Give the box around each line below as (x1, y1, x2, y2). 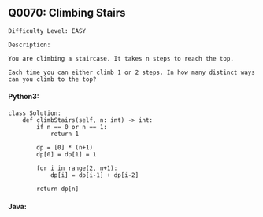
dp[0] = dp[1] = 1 (36, 151, 97, 159)
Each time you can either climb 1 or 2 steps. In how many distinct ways (8, 68, 256, 76)
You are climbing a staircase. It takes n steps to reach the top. (8, 54, 235, 62)
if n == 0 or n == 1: (36, 123, 108, 131)
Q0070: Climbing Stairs (8, 6, 126, 20)
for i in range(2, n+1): (36, 164, 118, 172)
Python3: (8, 92, 39, 101)
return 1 (50, 130, 80, 138)
